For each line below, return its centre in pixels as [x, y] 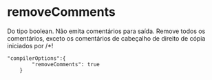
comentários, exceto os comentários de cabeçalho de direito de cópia [106, 38]
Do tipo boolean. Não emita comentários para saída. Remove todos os [106, 31]
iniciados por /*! [30, 46]
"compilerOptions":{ [37, 58]
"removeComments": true [66, 64]
